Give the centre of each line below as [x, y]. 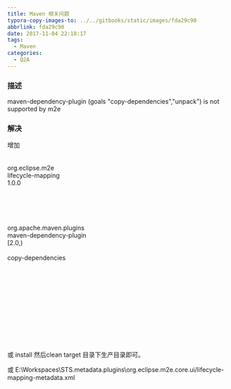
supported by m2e [34, 109]
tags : [15, 40]
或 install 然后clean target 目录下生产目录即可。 [76, 355]
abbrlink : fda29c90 [36, 27]
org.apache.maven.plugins [46, 228]
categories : [25, 54]
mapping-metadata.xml [41, 378]
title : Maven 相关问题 [38, 14]
